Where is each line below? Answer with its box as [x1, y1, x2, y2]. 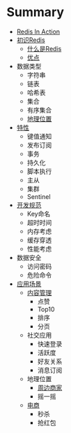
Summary [6, 4, 64, 20]
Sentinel [26, 192, 51, 200]
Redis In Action [16, 27, 61, 36]
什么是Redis [26, 44, 62, 53]
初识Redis [16, 36, 46, 44]
